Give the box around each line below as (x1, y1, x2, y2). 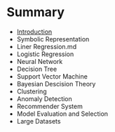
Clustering (16, 87, 47, 95)
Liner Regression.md (16, 42, 77, 51)
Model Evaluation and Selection (16, 110, 109, 118)
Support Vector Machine (16, 72, 88, 81)
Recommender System (16, 102, 83, 110)
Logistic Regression (16, 50, 74, 58)
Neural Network (16, 57, 63, 65)
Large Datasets (16, 117, 61, 125)
